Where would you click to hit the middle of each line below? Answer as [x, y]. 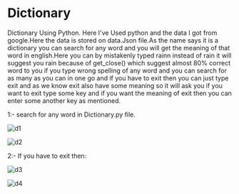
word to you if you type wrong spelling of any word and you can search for [117, 70]
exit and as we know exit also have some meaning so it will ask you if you [115, 85]
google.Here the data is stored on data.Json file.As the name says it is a [113, 40]
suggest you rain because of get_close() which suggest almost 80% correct [119, 63]
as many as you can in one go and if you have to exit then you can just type [118, 78]
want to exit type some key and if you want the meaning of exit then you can [119, 93]
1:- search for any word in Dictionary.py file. [71, 114]
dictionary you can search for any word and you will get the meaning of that [119, 48]
